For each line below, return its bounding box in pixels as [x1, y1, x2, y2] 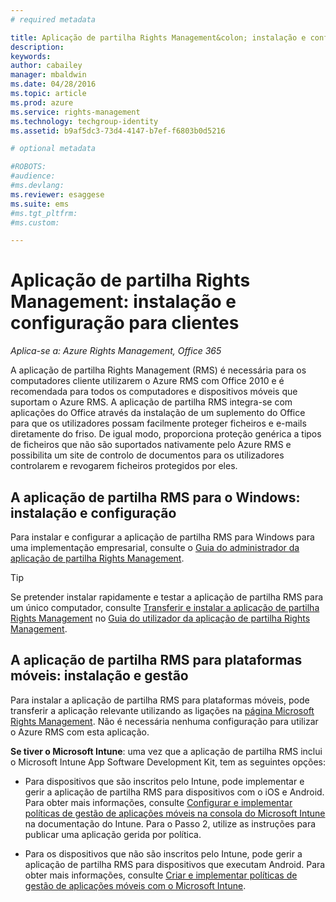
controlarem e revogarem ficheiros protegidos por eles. [10, 460, 238, 472]
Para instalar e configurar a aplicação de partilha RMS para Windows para [10, 531, 315, 543]
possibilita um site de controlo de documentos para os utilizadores [10, 449, 285, 461]
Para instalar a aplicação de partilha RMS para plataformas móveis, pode [10, 694, 310, 706]
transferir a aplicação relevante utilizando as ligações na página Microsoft [10, 704, 315, 716]
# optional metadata [10, 144, 97, 154]
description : [10, 42, 65, 52]
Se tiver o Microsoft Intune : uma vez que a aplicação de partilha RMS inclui [10, 745, 323, 757]
